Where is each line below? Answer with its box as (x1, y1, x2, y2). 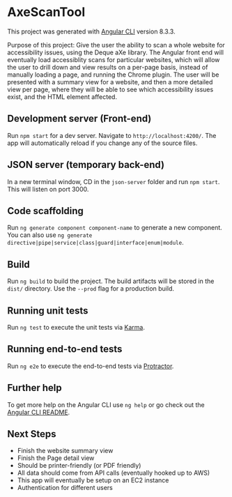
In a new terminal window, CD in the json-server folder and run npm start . (7, 177, 220, 185)
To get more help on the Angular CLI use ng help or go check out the (7, 400, 205, 408)
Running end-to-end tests (7, 343, 123, 355)
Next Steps (7, 428, 56, 440)
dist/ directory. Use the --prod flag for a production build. (7, 284, 174, 293)
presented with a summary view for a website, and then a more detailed (7, 77, 213, 86)
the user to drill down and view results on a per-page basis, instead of (7, 63, 208, 71)
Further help (7, 382, 63, 394)
